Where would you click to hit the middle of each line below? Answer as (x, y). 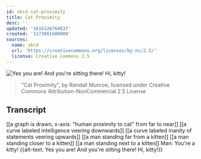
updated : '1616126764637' (38, 28)
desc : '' (17, 23)
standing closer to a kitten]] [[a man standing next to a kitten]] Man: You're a (100, 143)
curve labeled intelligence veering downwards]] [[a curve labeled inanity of (99, 131)
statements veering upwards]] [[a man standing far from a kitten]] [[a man (97, 137)
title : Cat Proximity (33, 17)
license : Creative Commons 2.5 (51, 56)
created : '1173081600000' (38, 34)
